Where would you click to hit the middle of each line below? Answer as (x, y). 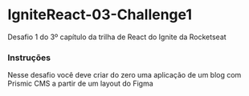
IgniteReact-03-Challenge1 (100, 15)
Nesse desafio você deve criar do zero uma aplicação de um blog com (124, 75)
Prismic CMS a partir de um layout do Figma (80, 84)
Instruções (29, 58)
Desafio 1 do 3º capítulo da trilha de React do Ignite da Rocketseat (117, 37)
